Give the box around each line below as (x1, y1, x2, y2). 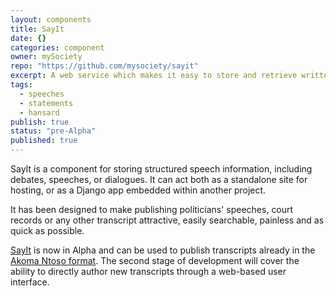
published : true (10, 136, 78, 146)
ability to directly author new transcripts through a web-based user (10, 266, 287, 277)
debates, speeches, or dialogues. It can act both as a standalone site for (10, 174, 308, 185)
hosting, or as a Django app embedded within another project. (10, 184, 267, 196)
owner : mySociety (10, 52, 83, 62)
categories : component (10, 42, 105, 53)
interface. (10, 276, 50, 288)
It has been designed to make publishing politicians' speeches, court (10, 204, 294, 215)
